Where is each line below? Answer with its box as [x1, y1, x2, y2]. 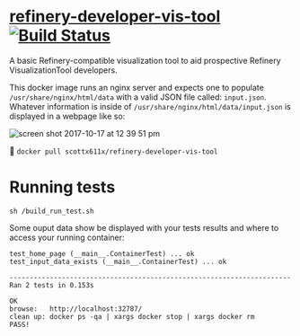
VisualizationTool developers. [9, 65, 119, 75]
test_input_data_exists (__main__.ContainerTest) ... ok [9, 257, 227, 266]
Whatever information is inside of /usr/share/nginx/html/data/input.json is [9, 101, 292, 111]
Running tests [9, 177, 116, 198]
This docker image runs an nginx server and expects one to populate [9, 82, 265, 93]
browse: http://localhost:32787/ [9, 304, 143, 314]
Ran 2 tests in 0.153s [9, 280, 94, 289]
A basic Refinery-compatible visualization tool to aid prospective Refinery [9, 55, 281, 66]
